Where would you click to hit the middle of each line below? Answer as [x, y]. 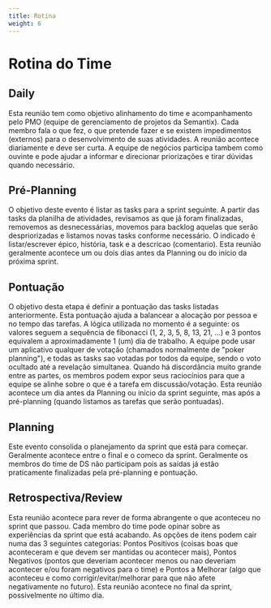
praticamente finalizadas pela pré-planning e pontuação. [103, 472]
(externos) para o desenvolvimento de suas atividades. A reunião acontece [134, 139]
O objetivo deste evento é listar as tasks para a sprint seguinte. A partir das [134, 210]
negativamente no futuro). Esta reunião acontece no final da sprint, [120, 586]
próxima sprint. [34, 261]
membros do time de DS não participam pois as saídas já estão [114, 464]
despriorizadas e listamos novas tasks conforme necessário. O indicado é [132, 235]
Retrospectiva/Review [66, 498]
